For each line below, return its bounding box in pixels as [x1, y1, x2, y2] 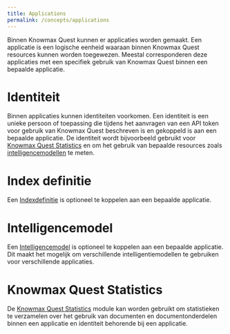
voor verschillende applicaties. [7, 257, 95, 266]
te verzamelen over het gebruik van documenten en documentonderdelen [7, 312, 218, 320]
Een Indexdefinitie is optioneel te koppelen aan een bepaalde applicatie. [7, 196, 212, 204]
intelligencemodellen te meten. [7, 149, 95, 157]
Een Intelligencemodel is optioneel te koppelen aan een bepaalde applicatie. [7, 243, 224, 251]
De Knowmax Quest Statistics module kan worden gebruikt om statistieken [7, 305, 220, 313]
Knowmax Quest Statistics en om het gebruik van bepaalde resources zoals [7, 141, 222, 149]
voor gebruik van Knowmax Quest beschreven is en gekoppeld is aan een [7, 127, 217, 135]
